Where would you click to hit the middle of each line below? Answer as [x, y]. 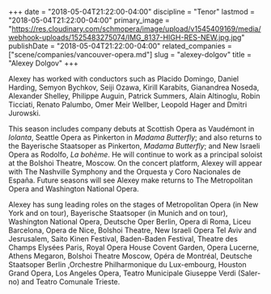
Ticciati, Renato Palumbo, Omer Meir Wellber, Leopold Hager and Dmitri [128, 105]
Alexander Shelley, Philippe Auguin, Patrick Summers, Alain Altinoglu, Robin [134, 96]
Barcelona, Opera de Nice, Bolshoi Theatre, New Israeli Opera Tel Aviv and [133, 230]
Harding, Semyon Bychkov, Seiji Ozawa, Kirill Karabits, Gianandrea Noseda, [134, 87]
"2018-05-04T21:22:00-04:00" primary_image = [89, 20]
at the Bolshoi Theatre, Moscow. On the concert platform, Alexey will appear [135, 163]
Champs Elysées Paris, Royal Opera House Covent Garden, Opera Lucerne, [134, 247]
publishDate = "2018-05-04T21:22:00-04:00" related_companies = [120, 46]
